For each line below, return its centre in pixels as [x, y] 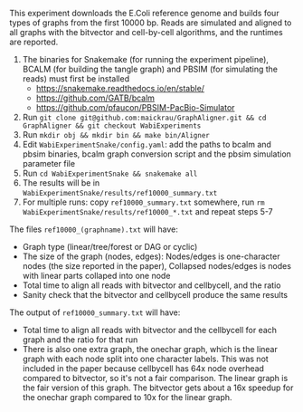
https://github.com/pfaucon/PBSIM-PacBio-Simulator [135, 107]
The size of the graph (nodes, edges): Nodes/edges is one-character [151, 256]
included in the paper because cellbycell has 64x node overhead [143, 369]
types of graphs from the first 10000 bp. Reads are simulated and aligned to [151, 23]
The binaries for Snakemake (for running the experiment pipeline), [146, 59]
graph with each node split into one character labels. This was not [145, 359]
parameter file [48, 163]
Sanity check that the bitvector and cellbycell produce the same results [155, 295]
